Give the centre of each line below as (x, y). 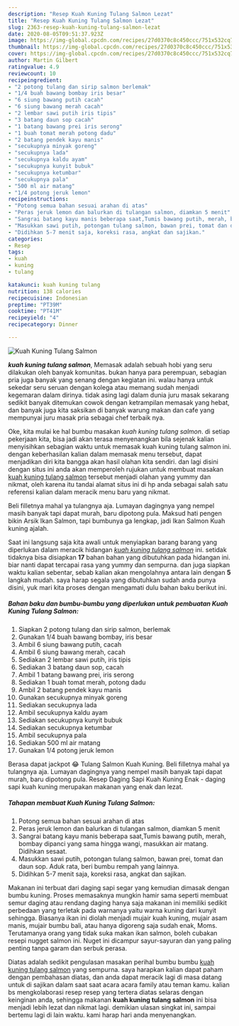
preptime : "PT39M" (35, 305)
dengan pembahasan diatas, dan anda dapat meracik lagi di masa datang (115, 977)
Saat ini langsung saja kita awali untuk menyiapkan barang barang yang (113, 542)
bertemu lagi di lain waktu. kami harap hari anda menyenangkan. (102, 1015)
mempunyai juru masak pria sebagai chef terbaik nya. (87, 418)
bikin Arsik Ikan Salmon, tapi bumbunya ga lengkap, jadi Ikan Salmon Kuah (117, 521)
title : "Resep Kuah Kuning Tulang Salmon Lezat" (81, 21)
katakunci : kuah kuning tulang (54, 285)
